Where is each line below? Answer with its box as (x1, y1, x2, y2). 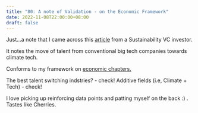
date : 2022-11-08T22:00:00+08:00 (6, 14, 89, 20)
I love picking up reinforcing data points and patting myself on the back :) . (6, 95, 188, 102)
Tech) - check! (6, 83, 42, 90)
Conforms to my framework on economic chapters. (6, 65, 132, 73)
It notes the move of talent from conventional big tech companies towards (6, 48, 187, 55)
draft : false (6, 20, 39, 26)
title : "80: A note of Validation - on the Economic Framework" (6, 8, 169, 15)
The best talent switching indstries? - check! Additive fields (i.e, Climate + (6, 77, 187, 84)
